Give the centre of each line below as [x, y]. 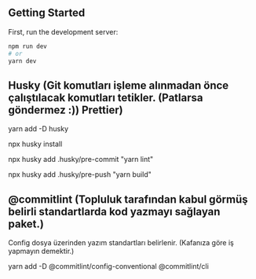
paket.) [26, 224]
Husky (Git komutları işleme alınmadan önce [119, 85]
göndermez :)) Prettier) [66, 110]
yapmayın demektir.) [41, 251]
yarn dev [22, 61]
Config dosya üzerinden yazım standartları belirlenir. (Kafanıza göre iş [121, 243]
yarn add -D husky [38, 129]
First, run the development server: [63, 31]
